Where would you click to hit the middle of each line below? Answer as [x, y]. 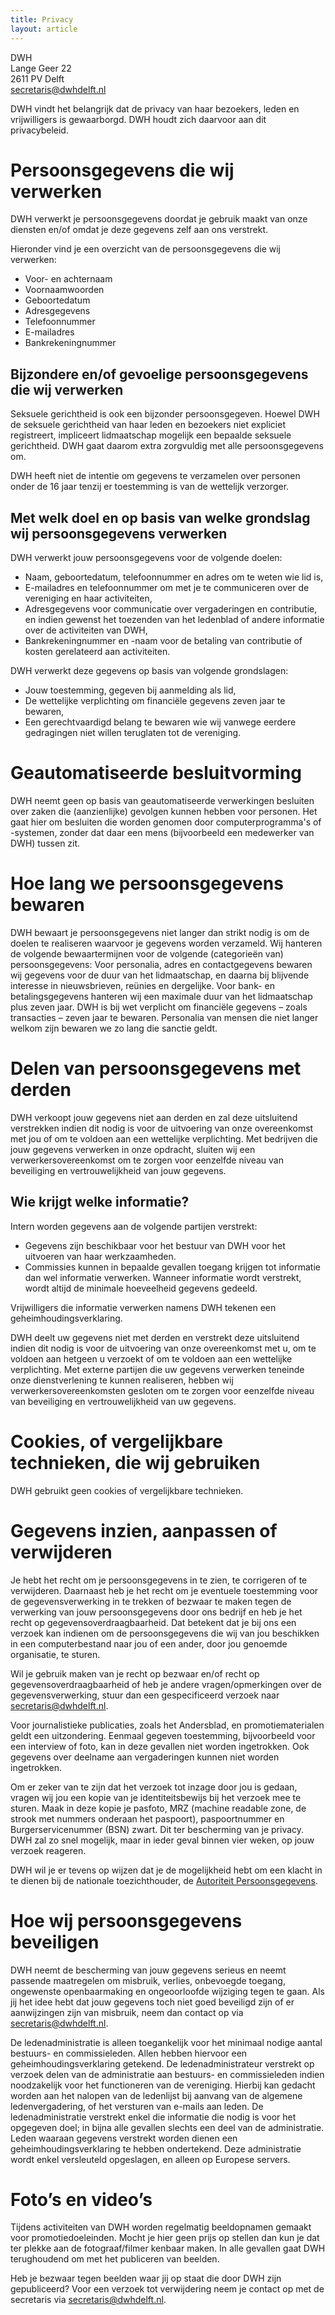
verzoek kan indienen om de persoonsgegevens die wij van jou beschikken [165, 1633]
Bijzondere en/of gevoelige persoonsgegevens [159, 374]
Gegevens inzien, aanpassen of [144, 1530]
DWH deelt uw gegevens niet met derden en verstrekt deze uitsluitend [155, 1337]
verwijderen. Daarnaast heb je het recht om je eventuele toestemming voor [164, 1590]
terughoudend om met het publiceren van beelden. [115, 2259]
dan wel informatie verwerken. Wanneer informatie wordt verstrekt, [163, 1277]
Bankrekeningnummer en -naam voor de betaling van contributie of [163, 641]
